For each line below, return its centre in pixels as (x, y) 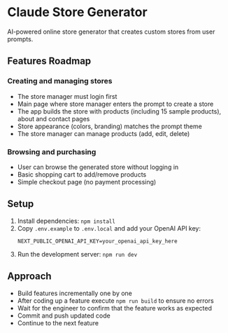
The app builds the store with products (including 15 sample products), (119, 111)
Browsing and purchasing (52, 151)
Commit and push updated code (64, 315)
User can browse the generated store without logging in (98, 167)
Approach (29, 277)
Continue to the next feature (58, 322)
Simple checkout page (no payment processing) (87, 182)
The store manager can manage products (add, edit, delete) (104, 133)
